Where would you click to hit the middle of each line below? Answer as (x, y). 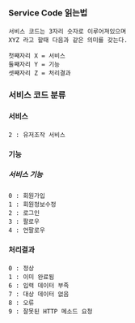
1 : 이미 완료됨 (32, 278)
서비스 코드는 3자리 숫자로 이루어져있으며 (67, 32)
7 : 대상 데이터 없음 (39, 295)
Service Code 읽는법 (48, 12)
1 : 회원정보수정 (32, 205)
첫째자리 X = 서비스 (37, 56)
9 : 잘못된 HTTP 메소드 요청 (51, 312)
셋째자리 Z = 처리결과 (40, 73)
